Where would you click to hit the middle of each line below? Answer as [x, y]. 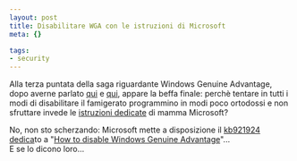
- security [30, 59]
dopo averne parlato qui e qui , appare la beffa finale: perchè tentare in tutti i [149, 94]
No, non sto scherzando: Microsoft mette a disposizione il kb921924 [135, 130]
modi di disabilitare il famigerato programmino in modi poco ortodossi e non [149, 103]
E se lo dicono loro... [47, 149]
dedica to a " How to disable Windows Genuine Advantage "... [120, 140]
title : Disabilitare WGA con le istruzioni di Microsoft [118, 26]
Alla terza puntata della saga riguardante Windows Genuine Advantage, [141, 84]
